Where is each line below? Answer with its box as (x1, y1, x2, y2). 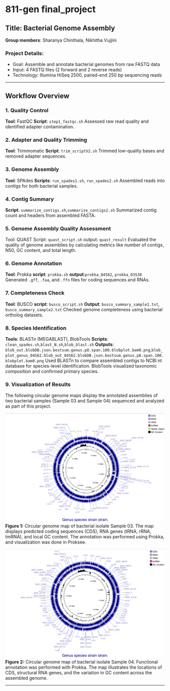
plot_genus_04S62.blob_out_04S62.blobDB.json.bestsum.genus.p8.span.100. (5, 353, 164, 358)
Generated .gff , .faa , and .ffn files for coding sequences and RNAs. (5, 277, 150, 283)
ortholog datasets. (5, 312, 44, 318)
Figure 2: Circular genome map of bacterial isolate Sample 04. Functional (5, 659, 158, 665)
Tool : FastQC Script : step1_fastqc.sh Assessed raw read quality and (5, 118, 149, 124)
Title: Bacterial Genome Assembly (5, 24, 115, 32)
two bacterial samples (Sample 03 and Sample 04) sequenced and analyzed (5, 398, 164, 404)
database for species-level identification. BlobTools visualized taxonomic (5, 363, 157, 369)
